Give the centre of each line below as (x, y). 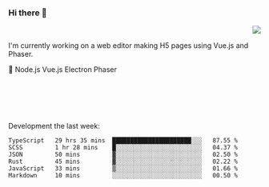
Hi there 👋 (28, 13)
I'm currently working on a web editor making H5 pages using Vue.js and (128, 46)
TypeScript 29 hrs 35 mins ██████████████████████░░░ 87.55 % (123, 141)
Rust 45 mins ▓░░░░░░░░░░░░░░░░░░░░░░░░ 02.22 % (123, 162)
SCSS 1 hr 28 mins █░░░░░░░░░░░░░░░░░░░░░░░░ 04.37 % (123, 148)
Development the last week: (54, 126)
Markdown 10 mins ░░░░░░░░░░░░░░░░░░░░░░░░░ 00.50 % (123, 176)
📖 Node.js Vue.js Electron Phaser (63, 70)
